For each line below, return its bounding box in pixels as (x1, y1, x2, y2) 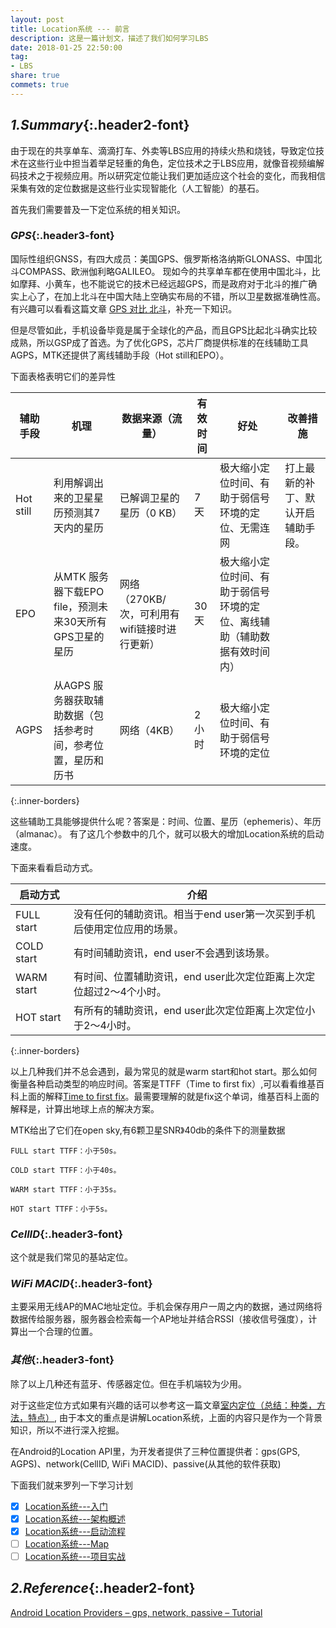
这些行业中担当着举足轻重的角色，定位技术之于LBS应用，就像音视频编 (27, 157, 317, 169)
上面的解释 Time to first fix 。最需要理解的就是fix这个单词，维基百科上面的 (18, 1090, 320, 1102)
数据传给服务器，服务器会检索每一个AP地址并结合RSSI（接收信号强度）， (10, 1313, 309, 1325)
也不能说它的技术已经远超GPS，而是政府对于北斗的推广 (79, 277, 309, 290)
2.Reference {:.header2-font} (10, 1580, 196, 1597)
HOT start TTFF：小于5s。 (10, 1204, 113, 1214)
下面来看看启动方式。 (10, 861, 98, 873)
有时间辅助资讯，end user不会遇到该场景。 (73, 946, 276, 960)
